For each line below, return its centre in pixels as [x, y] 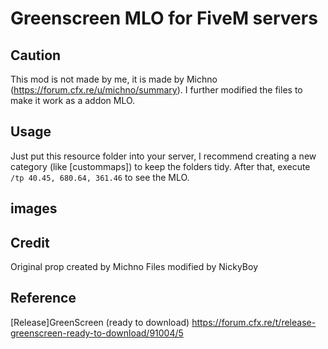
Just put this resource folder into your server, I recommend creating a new [163, 156]
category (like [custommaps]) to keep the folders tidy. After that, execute [160, 166]
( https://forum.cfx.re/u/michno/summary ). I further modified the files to [156, 90]
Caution [36, 55]
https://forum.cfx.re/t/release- [254, 322]
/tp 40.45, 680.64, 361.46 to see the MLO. [100, 177]
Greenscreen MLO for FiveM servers [164, 18]
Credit [30, 242]
